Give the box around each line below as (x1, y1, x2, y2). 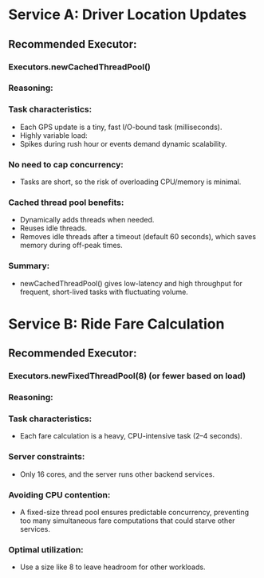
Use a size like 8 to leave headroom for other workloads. (19, 562, 206, 572)
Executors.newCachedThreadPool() (8, 61, 152, 73)
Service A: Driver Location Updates (8, 6, 247, 24)
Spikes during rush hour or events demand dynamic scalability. (19, 139, 227, 148)
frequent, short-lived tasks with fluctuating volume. (19, 287, 189, 297)
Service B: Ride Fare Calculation (8, 315, 225, 332)
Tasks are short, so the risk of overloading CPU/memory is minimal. (19, 177, 242, 187)
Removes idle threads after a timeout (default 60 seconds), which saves (19, 232, 257, 242)
